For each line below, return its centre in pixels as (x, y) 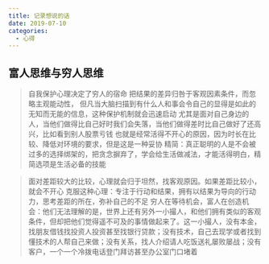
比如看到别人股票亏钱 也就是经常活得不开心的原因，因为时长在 (146, 134)
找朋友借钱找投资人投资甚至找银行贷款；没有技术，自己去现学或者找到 (145, 232)
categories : (28, 31)
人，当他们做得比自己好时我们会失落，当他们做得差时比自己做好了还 (141, 124)
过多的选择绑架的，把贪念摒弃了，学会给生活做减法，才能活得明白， (141, 155)
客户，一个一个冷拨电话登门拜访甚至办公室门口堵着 (113, 252)
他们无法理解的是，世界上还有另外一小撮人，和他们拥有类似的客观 (152, 212)
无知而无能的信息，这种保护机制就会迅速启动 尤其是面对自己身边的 (139, 114)
